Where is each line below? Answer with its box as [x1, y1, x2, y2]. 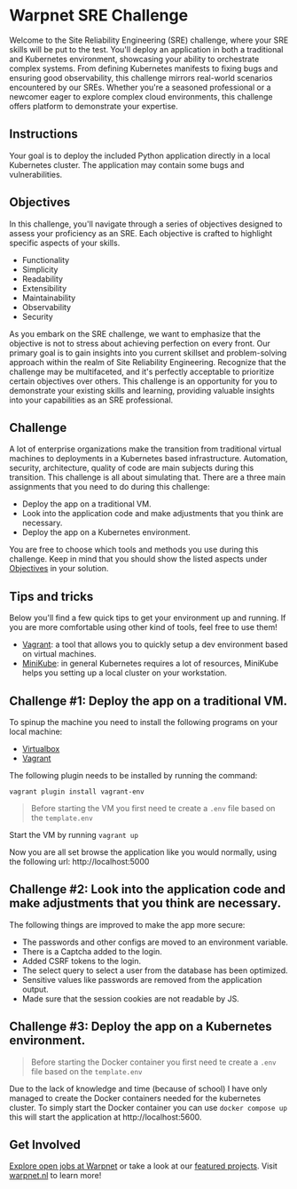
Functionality [21, 254, 70, 265]
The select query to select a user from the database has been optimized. [21, 965, 288, 976]
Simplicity [21, 264, 59, 275]
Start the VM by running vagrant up [9, 830, 139, 840]
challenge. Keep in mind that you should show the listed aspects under [9, 554, 268, 564]
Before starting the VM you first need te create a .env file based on [30, 803, 276, 813]
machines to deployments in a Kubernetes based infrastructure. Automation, [9, 453, 288, 464]
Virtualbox [21, 744, 60, 754]
